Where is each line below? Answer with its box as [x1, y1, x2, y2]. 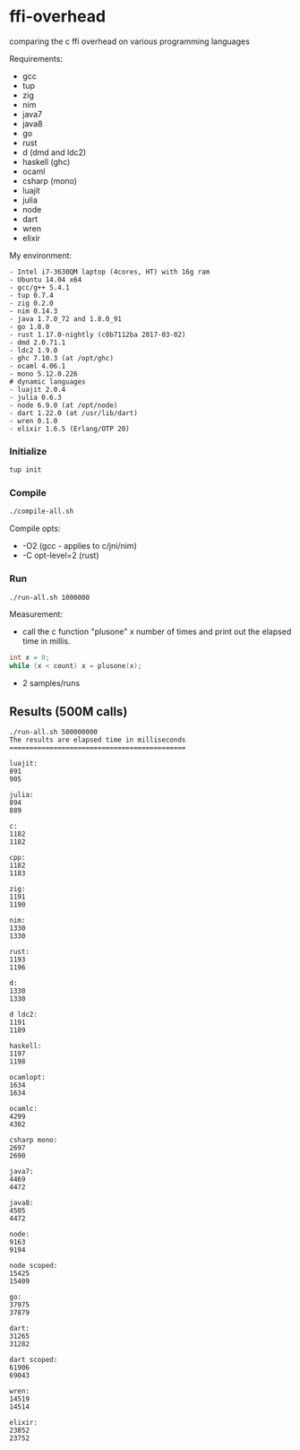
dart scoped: [9, 1356, 58, 1365]
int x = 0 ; [9, 653, 50, 663]
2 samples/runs [21, 678, 81, 689]
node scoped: [9, 1262, 58, 1271]
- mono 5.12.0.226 [9, 369, 78, 378]
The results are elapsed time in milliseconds [9, 735, 186, 745]
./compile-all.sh [9, 507, 74, 517]
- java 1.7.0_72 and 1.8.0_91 [9, 314, 123, 324]
